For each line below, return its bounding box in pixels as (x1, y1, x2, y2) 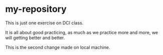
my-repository (5, 3, 67, 15)
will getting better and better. (5, 35, 65, 41)
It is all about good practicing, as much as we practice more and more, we (5, 29, 158, 35)
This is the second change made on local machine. (5, 44, 110, 50)
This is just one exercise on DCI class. (5, 20, 84, 26)
